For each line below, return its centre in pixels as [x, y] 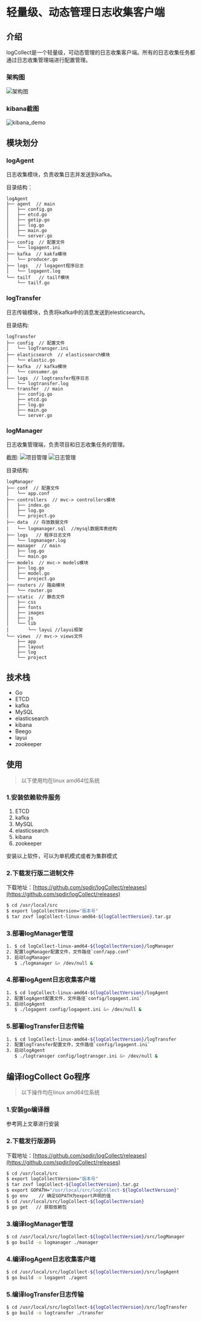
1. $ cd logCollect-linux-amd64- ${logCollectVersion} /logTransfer [91, 1039]
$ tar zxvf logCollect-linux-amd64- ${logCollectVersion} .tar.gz [89, 916]
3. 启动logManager [28, 957]
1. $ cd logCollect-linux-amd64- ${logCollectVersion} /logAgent [88, 993]
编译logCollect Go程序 [48, 1077]
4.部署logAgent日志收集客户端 [51, 980]
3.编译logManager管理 [40, 1224]
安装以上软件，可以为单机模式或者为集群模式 [62, 856]
